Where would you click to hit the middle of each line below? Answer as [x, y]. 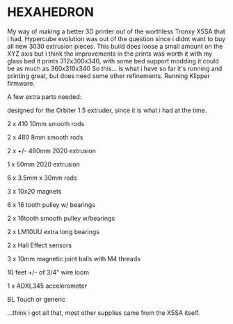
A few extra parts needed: [45, 97]
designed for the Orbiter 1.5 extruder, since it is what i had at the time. [107, 110]
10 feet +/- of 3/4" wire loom [48, 272]
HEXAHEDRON [50, 12]
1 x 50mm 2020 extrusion [43, 164]
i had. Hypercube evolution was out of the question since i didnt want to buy [116, 38]
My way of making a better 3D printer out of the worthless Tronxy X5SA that [116, 31]
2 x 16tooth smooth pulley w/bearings [61, 218]
